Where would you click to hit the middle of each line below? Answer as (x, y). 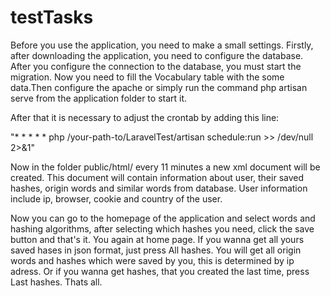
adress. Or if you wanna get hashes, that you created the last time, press (160, 271)
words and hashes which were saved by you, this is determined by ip (152, 260)
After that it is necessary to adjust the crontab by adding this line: (145, 117)
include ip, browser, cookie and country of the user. (116, 198)
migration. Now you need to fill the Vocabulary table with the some (147, 77)
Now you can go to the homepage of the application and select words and (163, 218)
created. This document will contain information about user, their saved (157, 177)
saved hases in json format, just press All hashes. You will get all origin (156, 250)
